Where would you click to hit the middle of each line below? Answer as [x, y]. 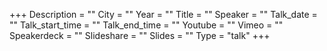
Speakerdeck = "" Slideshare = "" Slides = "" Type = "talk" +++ [140, 35]
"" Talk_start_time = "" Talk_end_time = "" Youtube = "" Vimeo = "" [146, 25]
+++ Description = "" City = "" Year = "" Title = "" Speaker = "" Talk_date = [163, 14]
